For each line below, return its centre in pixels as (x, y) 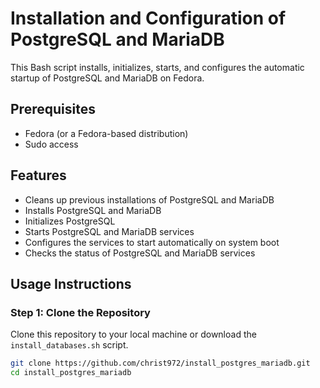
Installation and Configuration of (148, 18)
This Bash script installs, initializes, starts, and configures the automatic (157, 67)
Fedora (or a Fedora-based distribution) (106, 133)
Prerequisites (53, 109)
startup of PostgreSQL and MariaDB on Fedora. (107, 78)
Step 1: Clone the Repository (80, 312)
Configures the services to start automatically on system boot (152, 242)
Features (38, 175)
